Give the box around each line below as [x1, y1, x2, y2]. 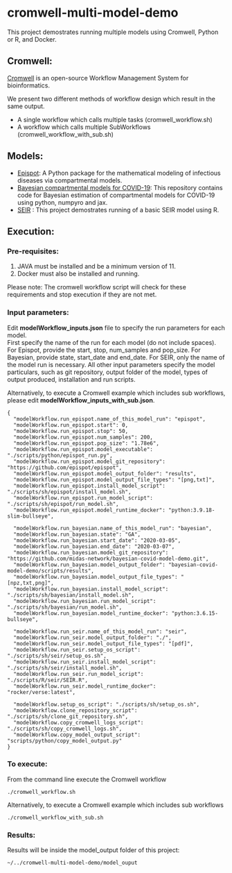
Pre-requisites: [7, 246, 59, 256]
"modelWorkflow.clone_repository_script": [13, 706, 138, 714]
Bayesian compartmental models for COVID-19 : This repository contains [17, 183, 223, 192]
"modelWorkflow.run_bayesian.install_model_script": [13, 585, 169, 593]
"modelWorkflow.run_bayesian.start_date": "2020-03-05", [13, 536, 181, 544]
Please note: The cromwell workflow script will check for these [7, 283, 187, 291]
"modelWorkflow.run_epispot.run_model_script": [13, 494, 154, 501]
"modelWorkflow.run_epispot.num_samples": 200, [13, 434, 154, 441]
